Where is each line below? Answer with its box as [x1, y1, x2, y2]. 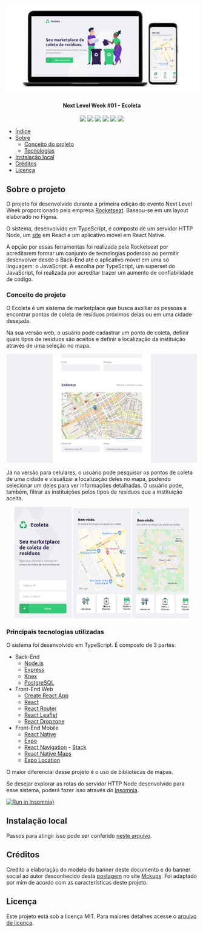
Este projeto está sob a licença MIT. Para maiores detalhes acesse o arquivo [6, 913, 197, 920]
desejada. [6, 317, 32, 325]
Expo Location [24, 756, 61, 764]
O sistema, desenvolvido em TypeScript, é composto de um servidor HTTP [6, 225, 193, 232]
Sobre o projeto [6, 184, 65, 195]
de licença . [6, 919, 34, 926]
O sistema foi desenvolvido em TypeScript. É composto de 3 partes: [6, 641, 176, 649]
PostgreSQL [24, 679, 55, 686]
